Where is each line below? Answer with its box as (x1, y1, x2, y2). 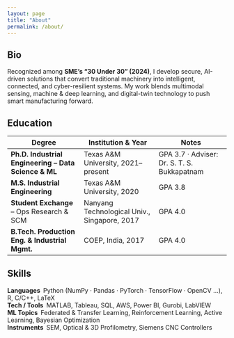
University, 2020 (83, 187, 139, 196)
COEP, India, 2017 (83, 236, 145, 245)
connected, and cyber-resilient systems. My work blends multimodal (7, 82, 204, 90)
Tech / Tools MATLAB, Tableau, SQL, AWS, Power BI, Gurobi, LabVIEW (7, 300, 211, 309)
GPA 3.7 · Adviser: (158, 150, 219, 159)
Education (7, 117, 53, 129)
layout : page (7, 10, 45, 17)
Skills (7, 268, 31, 280)
